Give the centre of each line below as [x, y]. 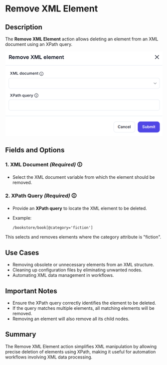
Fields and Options [35, 150]
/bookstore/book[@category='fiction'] [53, 228]
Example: [22, 218]
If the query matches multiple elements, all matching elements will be [83, 308]
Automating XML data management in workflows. [63, 275]
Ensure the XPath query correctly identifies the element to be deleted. [84, 303]
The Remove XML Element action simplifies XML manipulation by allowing [81, 346]
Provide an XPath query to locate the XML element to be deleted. [80, 208]
